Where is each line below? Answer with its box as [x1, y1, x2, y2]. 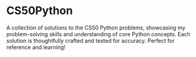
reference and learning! [6, 44, 66, 51]
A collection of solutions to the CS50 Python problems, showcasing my [6, 24, 186, 31]
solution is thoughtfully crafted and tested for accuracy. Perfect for [6, 37, 175, 44]
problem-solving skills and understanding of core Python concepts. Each [6, 30, 191, 37]
